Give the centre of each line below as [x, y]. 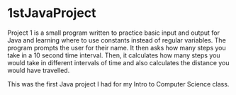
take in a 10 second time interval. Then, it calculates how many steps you [114, 55]
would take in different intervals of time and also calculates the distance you [118, 62]
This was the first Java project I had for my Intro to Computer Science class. [118, 84]
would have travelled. [39, 70]
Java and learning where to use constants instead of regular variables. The [117, 40]
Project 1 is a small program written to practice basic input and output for [113, 33]
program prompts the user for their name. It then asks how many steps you [117, 47]
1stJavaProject [52, 13]
